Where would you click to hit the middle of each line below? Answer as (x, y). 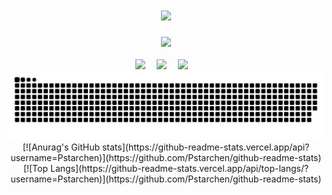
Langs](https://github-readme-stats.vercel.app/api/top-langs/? (179, 168)
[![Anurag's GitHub (61, 147)
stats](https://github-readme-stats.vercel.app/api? (205, 147)
